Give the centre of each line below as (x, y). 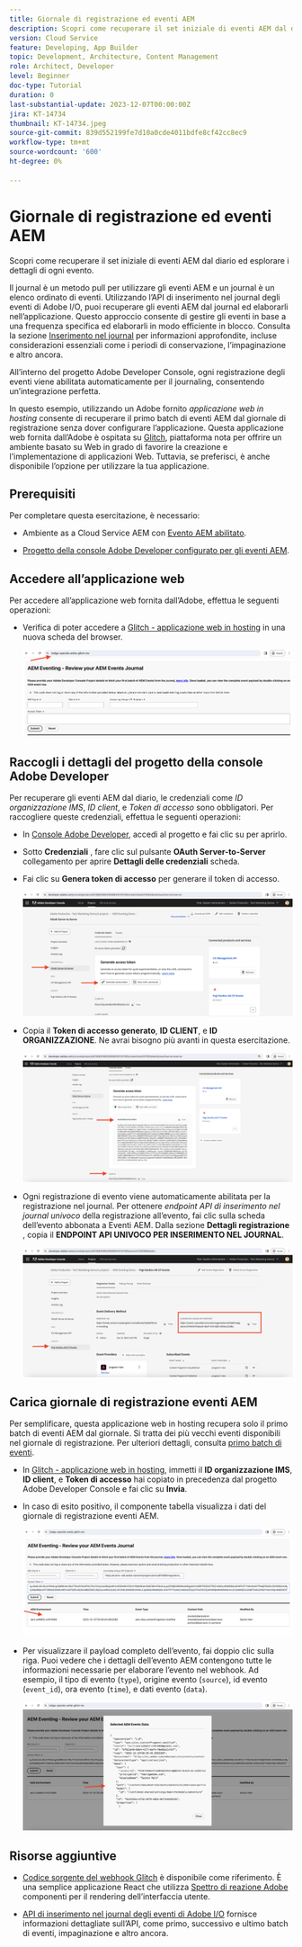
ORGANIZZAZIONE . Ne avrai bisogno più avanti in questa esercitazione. (156, 1040)
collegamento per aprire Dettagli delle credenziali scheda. (131, 861)
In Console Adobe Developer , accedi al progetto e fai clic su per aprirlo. (155, 834)
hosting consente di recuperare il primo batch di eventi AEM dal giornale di (147, 417)
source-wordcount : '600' (56, 152)
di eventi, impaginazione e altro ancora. (95, 1933)
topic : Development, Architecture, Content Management (114, 57)
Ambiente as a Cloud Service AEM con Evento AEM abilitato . (134, 533)
